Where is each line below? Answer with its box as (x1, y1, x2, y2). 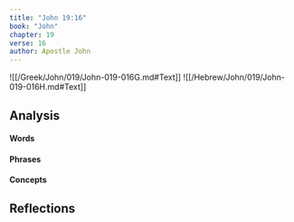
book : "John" (9, 22, 59, 31)
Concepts (9, 174, 47, 186)
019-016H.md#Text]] (9, 82, 87, 92)
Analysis (9, 108, 61, 123)
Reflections (9, 200, 76, 216)
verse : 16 (9, 38, 47, 48)
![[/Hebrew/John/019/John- (183, 72, 285, 82)
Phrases (9, 153, 42, 164)
